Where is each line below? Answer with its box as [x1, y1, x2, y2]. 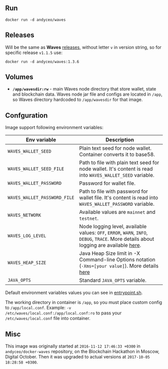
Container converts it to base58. [79, 151, 155, 158]
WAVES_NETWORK [7, 212, 41, 218]
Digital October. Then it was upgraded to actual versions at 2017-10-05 [5, 354, 150, 360]
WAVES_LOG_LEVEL [7, 233, 46, 239]
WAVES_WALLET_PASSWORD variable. [79, 200, 155, 207]
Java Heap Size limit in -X [79, 250, 140, 257]
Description [105, 136, 134, 143]
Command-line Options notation [79, 256, 155, 263]
